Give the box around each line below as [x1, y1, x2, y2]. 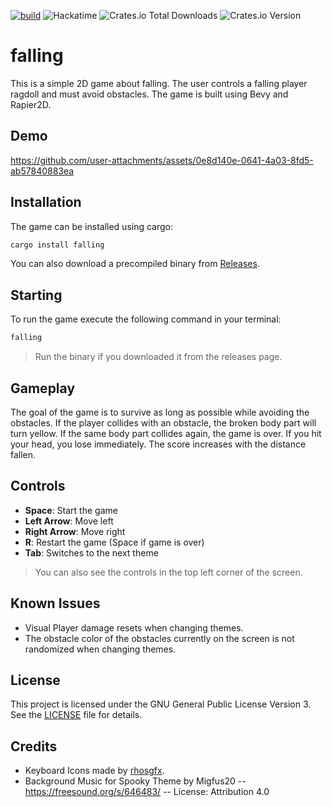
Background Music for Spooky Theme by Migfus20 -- [24, 775, 247, 787]
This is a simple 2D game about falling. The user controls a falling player [10, 77, 308, 89]
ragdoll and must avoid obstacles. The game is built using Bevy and [10, 88, 289, 100]
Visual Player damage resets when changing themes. [24, 621, 244, 634]
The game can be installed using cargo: [10, 220, 174, 232]
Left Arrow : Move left [24, 515, 114, 527]
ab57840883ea [10, 165, 75, 177]
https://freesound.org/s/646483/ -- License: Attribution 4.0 [24, 786, 270, 798]
